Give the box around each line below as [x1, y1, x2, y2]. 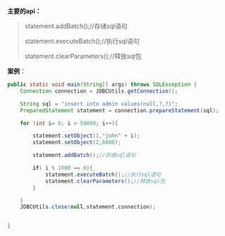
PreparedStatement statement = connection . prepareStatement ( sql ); [20, 107, 219, 114]
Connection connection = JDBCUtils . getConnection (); [20, 88, 178, 95]
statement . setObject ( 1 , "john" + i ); [32, 132, 140, 140]
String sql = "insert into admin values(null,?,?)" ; [20, 100, 178, 107]
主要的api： [7, 7, 42, 15]
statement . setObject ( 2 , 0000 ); [32, 139, 121, 146]
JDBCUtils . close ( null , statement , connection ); [20, 203, 157, 211]
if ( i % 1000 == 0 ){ [32, 165, 93, 172]
